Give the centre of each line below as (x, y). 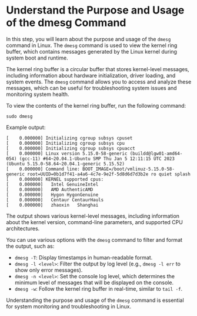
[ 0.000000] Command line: (43, 169)
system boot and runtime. (37, 58)
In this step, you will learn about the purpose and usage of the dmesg (89, 39)
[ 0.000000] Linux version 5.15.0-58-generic (67, 154)
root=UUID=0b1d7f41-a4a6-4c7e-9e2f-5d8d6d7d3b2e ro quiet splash (109, 174)
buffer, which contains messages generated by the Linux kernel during (92, 51)
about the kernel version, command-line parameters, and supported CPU (95, 222)
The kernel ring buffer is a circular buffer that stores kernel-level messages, (98, 69)
